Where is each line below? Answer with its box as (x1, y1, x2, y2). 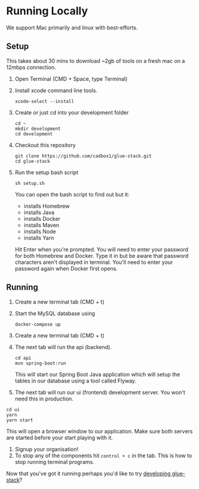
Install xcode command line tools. (14, 87, 97, 94)
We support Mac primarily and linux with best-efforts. (6, 24, 138, 31)
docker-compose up (14, 321, 61, 327)
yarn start (6, 417, 33, 423)
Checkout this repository (14, 141, 76, 148)
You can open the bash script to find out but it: (14, 190, 130, 198)
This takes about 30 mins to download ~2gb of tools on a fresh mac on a (6, 57, 185, 64)
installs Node (23, 227, 56, 235)
